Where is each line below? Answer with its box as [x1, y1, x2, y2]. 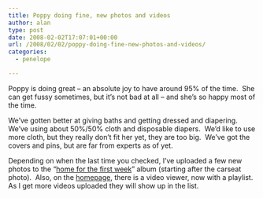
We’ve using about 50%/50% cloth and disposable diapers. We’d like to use [8, 123, 256, 134]
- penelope [15, 56, 51, 64]
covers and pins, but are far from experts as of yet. [8, 141, 173, 150]
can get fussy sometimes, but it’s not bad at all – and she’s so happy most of [8, 92, 256, 101]
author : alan [8, 19, 51, 27]
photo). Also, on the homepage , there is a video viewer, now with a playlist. [8, 172, 254, 181]
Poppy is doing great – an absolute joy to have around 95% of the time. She [8, 83, 255, 93]
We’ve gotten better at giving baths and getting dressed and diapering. [8, 115, 238, 125]
